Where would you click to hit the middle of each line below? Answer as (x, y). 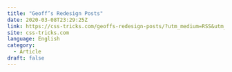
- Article (27, 52)
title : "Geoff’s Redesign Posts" (55, 13)
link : (15, 26)
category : (21, 45)
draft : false (26, 58)
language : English (33, 39)
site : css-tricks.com (38, 33)
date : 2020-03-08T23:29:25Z (48, 20)
